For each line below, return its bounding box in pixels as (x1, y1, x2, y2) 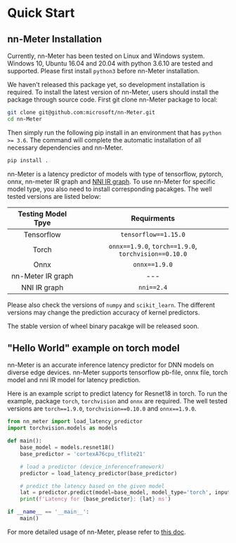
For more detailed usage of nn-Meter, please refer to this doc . (7, 527, 186, 536)
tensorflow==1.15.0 (120, 231, 186, 238)
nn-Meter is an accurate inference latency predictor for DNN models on (7, 361, 214, 370)
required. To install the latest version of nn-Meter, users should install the (7, 88, 219, 96)
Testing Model (17, 209, 67, 219)
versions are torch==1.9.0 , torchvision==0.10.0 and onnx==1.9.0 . (7, 404, 197, 413)
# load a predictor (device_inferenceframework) (20, 463, 165, 470)
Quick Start (7, 5, 75, 21)
